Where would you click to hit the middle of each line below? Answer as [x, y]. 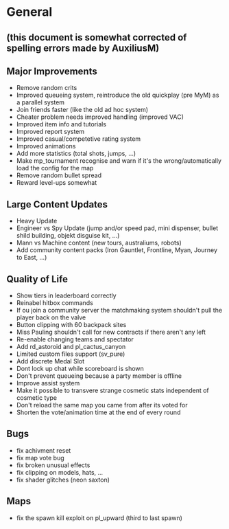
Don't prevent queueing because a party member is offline [99, 376]
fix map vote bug [40, 458]
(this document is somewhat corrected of [97, 37]
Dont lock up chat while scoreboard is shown [80, 369]
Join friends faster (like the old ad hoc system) [82, 110]
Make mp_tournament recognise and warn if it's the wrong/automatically [119, 161]
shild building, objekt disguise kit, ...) [68, 236]
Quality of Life [37, 279]
